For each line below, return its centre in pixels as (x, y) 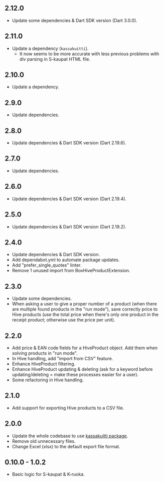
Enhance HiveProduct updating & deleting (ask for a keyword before (82, 369)
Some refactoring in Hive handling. (48, 380)
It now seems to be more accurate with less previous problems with (89, 54)
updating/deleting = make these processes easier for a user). (75, 374)
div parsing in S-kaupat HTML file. (55, 59)
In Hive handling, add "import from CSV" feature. (62, 358)
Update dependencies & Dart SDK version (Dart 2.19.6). (69, 143)
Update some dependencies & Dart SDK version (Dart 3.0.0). (74, 20)
